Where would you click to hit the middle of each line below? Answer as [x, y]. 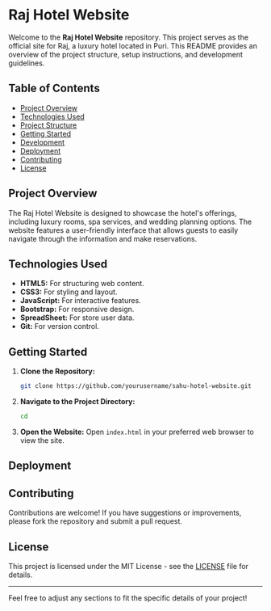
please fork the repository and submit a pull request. [96, 521]
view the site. [42, 440]
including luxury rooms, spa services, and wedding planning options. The [130, 221]
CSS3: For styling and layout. [69, 292]
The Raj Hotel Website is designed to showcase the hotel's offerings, [123, 213]
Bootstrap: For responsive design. [77, 310]
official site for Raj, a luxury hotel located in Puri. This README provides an [133, 45]
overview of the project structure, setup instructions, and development [126, 54]
